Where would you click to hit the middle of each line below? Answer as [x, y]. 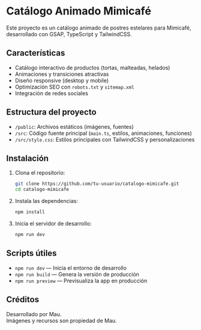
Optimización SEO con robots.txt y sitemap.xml [75, 87]
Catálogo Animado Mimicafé [79, 11]
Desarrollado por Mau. [34, 314]
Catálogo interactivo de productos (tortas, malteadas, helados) [92, 67]
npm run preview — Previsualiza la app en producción [81, 281]
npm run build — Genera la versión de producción [77, 274]
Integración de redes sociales [52, 93]
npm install [30, 212]
